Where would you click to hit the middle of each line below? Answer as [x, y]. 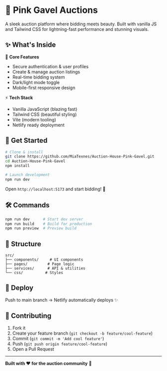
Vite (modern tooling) [34, 119]
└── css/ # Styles [34, 273]
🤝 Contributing [28, 316]
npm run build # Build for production [49, 224]
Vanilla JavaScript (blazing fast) [45, 109]
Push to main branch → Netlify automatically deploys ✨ [62, 300]
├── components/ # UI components [44, 260]
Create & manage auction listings [46, 72]
